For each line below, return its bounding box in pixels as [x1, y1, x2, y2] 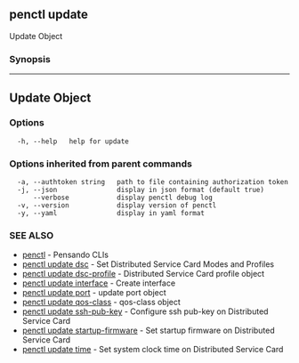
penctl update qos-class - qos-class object [21, 297, 181, 308]
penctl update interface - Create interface [21, 278, 176, 288]
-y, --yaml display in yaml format [17, 209, 205, 218]
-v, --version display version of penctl [17, 201, 217, 210]
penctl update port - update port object [21, 287, 166, 298]
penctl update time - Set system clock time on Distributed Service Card [21, 344, 284, 355]
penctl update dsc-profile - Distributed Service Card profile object [21, 269, 265, 279]
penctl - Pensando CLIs [21, 249, 109, 261]
